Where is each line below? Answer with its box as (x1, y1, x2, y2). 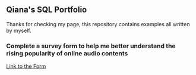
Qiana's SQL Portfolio (6, 5, 87, 15)
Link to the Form (6, 62, 46, 70)
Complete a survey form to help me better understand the (6, 42, 176, 50)
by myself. (6, 27, 31, 34)
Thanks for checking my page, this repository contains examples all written (6, 20, 190, 27)
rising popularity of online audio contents (6, 49, 128, 57)
